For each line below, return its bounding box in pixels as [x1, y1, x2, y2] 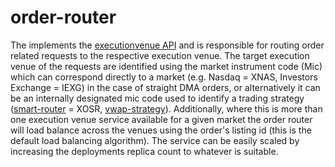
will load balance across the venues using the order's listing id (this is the [10, 124, 312, 136]
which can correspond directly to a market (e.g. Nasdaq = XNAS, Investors [10, 71, 318, 83]
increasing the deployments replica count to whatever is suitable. [10, 145, 279, 157]
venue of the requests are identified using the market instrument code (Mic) [10, 60, 323, 72]
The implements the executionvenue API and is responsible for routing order [10, 39, 325, 51]
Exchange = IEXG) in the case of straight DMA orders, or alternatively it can [10, 81, 321, 93]
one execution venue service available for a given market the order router [10, 113, 313, 125]
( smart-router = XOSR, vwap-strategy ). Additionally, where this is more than [10, 102, 323, 115]
